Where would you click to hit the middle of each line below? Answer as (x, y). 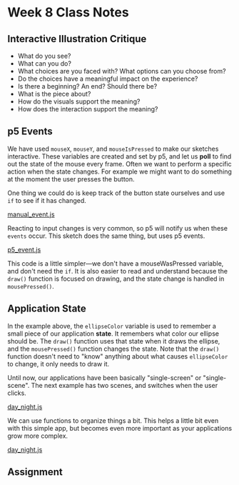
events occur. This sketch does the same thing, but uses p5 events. (106, 236)
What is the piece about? (54, 94)
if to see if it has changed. (47, 200)
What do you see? (44, 56)
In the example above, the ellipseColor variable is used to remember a (112, 326)
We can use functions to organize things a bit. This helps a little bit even (113, 420)
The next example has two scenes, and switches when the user (124, 385)
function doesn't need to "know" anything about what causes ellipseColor (118, 356)
